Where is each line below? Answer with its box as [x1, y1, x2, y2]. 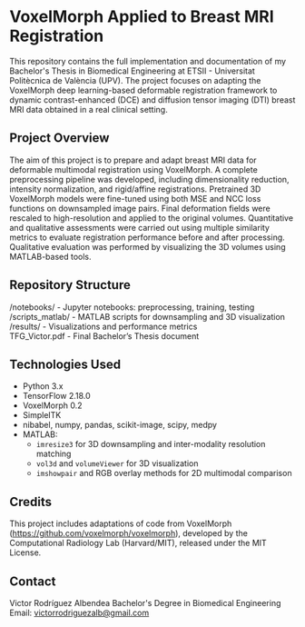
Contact [9, 573, 56, 589]
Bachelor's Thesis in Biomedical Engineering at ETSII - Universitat [9, 65, 256, 76]
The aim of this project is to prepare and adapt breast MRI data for [9, 154, 257, 165]
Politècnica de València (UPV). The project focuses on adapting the [9, 75, 261, 85]
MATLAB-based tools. [9, 251, 93, 262]
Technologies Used [9, 356, 121, 372]
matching [35, 448, 72, 460]
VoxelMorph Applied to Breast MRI [9, 6, 274, 27]
